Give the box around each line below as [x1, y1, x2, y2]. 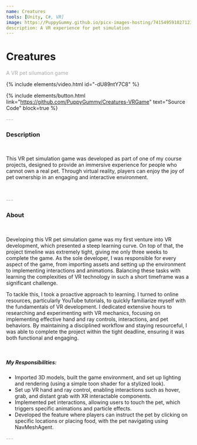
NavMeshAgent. [14, 423, 54, 430]
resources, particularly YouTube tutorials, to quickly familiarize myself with [6, 297, 186, 304]
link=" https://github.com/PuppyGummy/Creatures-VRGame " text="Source [6, 98, 186, 105]
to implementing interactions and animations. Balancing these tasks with [6, 267, 181, 274]
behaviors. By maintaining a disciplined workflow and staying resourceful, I [6, 321, 188, 328]
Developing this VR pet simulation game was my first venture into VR [6, 235, 172, 243]
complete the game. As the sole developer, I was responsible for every [6, 254, 176, 261]
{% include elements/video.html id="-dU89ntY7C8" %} [6, 81, 140, 88]
